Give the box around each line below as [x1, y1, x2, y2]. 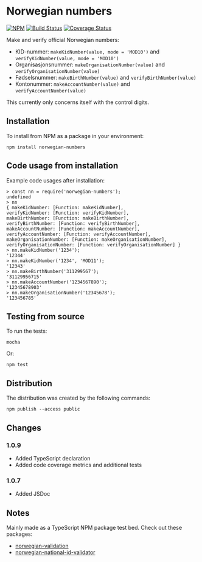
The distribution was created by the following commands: [6, 394, 151, 402]
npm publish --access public [6, 406, 80, 412]
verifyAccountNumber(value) [15, 88, 86, 94]
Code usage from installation [6, 161, 119, 171]
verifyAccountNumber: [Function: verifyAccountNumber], [6, 231, 151, 237]
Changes [6, 423, 41, 433]
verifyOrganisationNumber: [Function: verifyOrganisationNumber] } [6, 241, 181, 248]
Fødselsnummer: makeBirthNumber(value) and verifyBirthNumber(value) [15, 74, 197, 81]
